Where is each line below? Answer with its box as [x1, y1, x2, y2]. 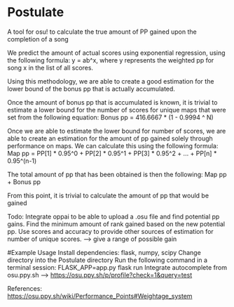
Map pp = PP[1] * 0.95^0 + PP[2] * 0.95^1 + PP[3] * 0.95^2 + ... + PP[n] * [7, 149, 217, 157]
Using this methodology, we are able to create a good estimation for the [7, 77, 214, 85]
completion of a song [7, 34, 69, 43]
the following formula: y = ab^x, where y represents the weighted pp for [7, 55, 214, 64]
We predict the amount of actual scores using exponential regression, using [7, 48, 226, 57]
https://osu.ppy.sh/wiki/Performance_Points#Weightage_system [7, 292, 193, 300]
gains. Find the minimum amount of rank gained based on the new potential [7, 219, 226, 228]
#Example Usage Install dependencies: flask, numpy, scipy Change [7, 248, 201, 256]
